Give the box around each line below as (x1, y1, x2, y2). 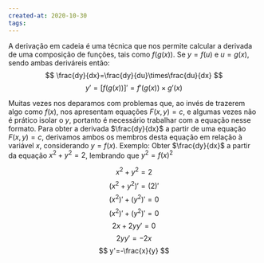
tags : (8, 19, 26, 27)
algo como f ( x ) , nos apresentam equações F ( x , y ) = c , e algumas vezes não (8, 107, 257, 116)
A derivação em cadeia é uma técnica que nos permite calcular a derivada (8, 41, 253, 50)
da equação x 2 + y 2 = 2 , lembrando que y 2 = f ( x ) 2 (8, 149, 174, 160)
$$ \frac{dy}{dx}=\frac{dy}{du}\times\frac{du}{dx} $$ (45, 70, 223, 80)
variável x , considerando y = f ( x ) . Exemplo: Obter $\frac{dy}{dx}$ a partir (8, 140, 251, 150)
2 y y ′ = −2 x (116, 233, 152, 243)
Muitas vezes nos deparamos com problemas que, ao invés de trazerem (8, 98, 246, 108)
